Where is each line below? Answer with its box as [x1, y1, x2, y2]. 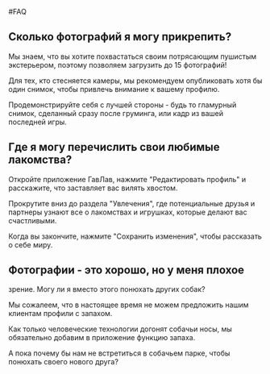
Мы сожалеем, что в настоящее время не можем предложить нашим [8, 300, 249, 310]
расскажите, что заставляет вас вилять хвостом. [8, 183, 178, 193]
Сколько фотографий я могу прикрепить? [8, 30, 232, 44]
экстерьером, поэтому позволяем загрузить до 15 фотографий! [8, 60, 227, 69]
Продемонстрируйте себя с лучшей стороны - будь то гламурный [8, 100, 237, 110]
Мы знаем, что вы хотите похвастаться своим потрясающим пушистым [8, 52, 257, 61]
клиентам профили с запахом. [8, 309, 113, 318]
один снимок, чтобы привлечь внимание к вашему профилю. [8, 84, 220, 93]
